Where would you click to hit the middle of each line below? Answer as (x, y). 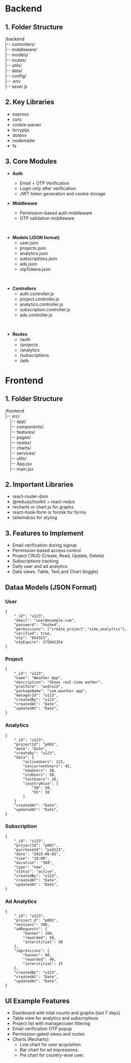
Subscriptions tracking (35, 561)
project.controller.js (39, 299)
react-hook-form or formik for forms (49, 512)
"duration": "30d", (34, 863)
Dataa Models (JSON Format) (51, 587)
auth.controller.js (37, 293)
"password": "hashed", (37, 624)
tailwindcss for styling (35, 518)
